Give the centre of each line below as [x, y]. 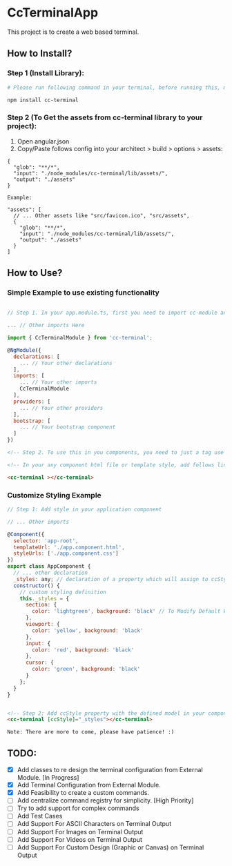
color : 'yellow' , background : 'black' [88, 630]
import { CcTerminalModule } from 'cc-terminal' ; [80, 338]
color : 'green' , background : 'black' [86, 669]
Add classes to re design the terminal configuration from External [110, 770]
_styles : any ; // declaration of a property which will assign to [111, 579]
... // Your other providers [61, 408]
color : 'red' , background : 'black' [83, 650]
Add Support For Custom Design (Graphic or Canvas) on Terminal [110, 847]
